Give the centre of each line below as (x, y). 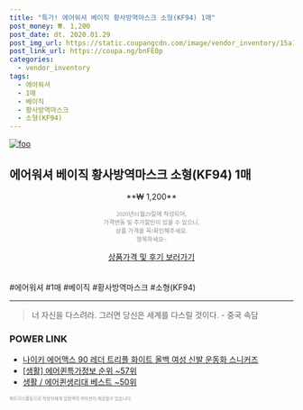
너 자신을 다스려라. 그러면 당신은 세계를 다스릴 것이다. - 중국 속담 (145, 314)
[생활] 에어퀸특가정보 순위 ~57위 (79, 371)
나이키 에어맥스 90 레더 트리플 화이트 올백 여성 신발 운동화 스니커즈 (140, 360)
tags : (19, 77)
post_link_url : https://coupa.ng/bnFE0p (87, 51)
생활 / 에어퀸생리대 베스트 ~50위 (79, 382)
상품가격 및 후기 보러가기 (151, 257)
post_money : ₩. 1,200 (50, 26)
